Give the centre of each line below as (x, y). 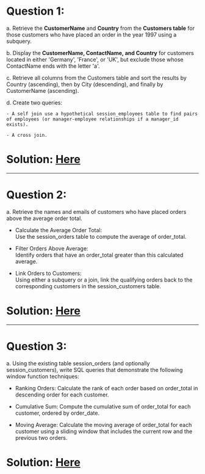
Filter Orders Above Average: (52, 248)
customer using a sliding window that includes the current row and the (104, 431)
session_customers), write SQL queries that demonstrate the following (95, 370)
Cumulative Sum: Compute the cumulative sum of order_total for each (103, 406)
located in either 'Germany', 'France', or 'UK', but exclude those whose (95, 59)
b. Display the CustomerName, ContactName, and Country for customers (100, 53)
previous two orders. (41, 437)
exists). (17, 124)
